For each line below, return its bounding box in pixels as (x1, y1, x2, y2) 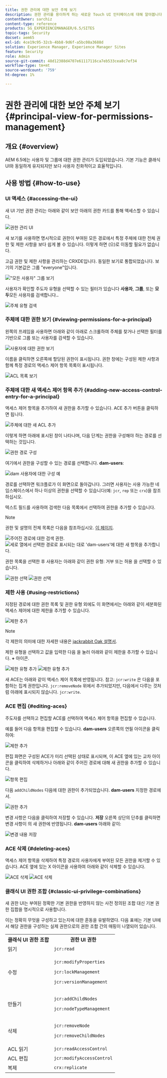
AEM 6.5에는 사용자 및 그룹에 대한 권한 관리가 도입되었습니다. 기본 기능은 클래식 (5, 156, 161, 162)
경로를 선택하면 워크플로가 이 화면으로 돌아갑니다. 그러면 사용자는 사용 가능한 (5, 481, 155, 487)
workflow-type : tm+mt (5, 63, 50, 68)
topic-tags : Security (5, 30, 50, 35)
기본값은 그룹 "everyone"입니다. (14, 264, 78, 270)
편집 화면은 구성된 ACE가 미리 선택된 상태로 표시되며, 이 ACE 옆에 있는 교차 (5, 753, 151, 759)
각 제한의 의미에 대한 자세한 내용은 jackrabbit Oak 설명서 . (5, 638, 117, 645)
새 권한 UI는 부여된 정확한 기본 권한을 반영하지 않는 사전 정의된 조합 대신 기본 (5, 900, 155, 906)
